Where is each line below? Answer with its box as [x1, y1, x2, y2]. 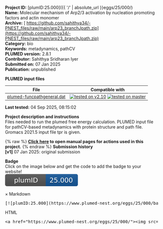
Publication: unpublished [5, 66, 56, 72]
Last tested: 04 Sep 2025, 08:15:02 [5, 104, 77, 110]
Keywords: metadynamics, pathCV [5, 46, 75, 51]
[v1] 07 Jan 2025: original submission [5, 149, 81, 155]
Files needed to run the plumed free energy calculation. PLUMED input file [5, 119, 154, 125]
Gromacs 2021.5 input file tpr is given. [5, 129, 81, 135]
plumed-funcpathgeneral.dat [7, 94, 65, 99]
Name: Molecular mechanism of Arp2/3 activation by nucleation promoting [5, 10, 155, 16]
